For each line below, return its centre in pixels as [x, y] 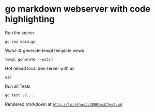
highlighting [30, 19]
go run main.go [20, 41]
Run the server [20, 32]
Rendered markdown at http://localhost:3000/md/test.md [64, 104]
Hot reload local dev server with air [40, 68]
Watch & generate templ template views [45, 50]
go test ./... [19, 95]
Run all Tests [18, 86]
